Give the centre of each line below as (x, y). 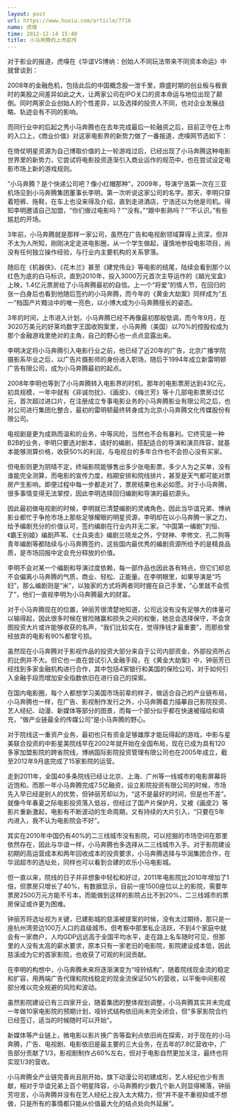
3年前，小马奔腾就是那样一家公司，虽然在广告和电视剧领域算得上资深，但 (115, 234)
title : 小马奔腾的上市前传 (42, 40)
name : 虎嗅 (22, 27)
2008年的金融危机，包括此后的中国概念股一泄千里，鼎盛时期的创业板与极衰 (118, 85)
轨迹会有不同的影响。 (51, 112)
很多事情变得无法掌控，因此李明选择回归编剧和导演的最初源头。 (100, 493)
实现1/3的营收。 (30, 1062)
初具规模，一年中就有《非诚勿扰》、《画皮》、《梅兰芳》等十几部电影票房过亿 (116, 392)
